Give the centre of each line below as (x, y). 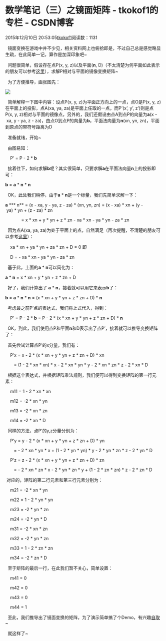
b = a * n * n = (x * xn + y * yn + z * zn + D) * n (54, 297)
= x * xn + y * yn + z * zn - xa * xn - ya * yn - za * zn (75, 220)
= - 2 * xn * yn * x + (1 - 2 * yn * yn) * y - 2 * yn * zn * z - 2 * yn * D (83, 450)
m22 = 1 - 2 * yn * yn (31, 500)
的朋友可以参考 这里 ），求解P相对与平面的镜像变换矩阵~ (62, 71)
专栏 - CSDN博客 (39, 23)
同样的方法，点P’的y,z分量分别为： (43, 431)
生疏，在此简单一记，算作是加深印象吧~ (46, 54)
